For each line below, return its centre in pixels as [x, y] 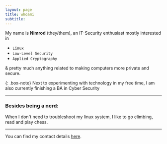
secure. [13, 73]
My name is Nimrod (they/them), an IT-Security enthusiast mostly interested [83, 33]
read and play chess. [27, 122]
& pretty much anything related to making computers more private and [77, 68]
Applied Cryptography [35, 59]
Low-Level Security [33, 54]
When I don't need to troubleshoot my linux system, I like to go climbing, [79, 117]
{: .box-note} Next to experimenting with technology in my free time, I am [80, 83]
